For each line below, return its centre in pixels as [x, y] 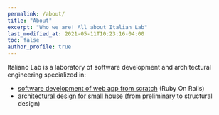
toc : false [23, 40]
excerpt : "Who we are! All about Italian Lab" [78, 27]
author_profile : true [39, 47]
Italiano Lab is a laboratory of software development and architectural [109, 67]
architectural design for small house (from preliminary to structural [115, 96]
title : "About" [30, 21]
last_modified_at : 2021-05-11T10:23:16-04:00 [76, 34]
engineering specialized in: [47, 75]
